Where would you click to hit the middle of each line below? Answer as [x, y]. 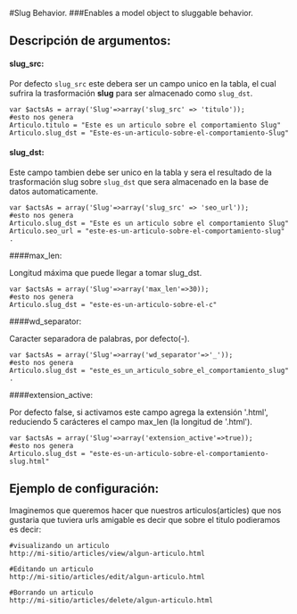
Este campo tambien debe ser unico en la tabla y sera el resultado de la [140, 172]
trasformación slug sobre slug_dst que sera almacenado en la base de [139, 181]
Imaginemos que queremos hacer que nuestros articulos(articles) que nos [145, 510]
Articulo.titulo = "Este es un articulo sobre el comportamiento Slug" [145, 125]
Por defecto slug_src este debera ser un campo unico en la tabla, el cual [143, 83]
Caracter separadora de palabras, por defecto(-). [99, 338]
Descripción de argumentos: [90, 41]
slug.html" [29, 461]
